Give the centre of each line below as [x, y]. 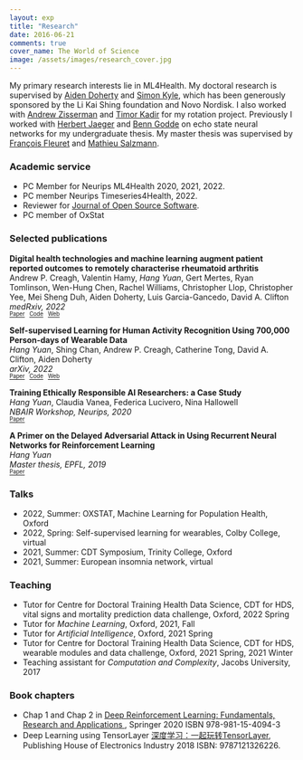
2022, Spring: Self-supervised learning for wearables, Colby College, [151, 532]
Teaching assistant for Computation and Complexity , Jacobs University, [156, 662]
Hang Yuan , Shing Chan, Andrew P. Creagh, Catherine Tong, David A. [139, 349]
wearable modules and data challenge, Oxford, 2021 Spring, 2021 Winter [158, 653]
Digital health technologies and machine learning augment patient [137, 258]
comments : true [38, 43]
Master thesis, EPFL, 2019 [58, 464]
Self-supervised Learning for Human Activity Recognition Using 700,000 [150, 330]
